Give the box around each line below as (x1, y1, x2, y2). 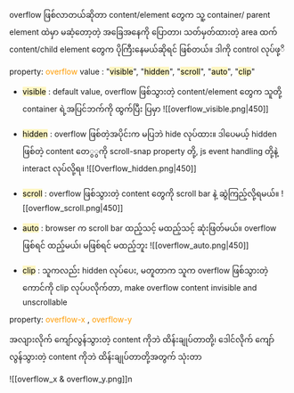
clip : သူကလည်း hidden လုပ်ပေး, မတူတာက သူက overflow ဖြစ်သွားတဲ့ (21, 266, 269, 275)
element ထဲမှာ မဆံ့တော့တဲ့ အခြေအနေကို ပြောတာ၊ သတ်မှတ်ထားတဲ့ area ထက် (9, 27, 278, 37)
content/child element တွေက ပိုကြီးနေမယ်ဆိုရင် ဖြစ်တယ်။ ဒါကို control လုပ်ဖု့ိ (9, 44, 285, 54)
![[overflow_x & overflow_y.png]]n (9, 373, 133, 384)
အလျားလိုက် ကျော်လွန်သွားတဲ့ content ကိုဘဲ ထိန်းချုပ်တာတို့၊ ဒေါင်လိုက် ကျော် (9, 334, 274, 345)
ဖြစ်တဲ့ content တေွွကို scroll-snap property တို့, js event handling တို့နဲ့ (21, 146, 279, 156)
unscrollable (21, 297, 68, 307)
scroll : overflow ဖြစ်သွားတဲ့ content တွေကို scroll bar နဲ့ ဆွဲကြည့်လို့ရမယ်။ (21, 188, 280, 199)
